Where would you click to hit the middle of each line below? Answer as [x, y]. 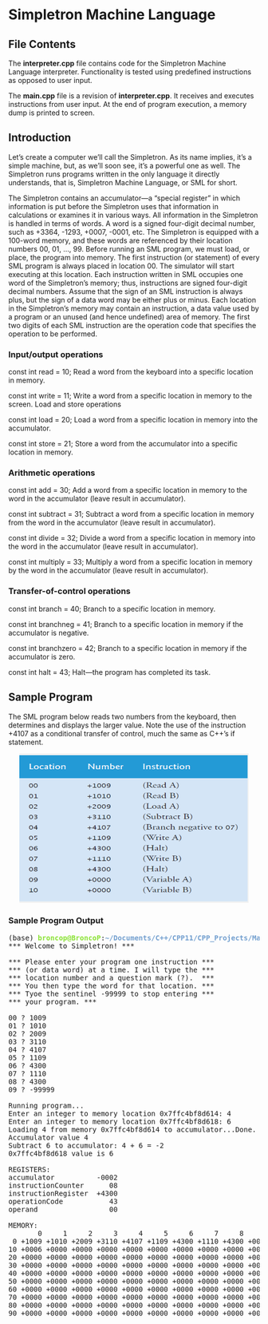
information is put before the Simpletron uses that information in [114, 206]
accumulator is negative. [49, 632]
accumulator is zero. [42, 656]
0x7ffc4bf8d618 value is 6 [61, 1153]
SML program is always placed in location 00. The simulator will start [121, 266]
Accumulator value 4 [49, 1137]
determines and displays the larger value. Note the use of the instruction [127, 725]
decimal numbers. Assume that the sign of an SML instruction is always [126, 291]
